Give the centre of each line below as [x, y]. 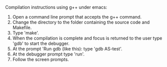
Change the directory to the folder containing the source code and [81, 22]
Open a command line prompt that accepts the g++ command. [77, 17]
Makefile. [22, 27]
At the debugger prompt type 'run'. [48, 54]
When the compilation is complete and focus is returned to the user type [87, 38]
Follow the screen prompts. [41, 59]
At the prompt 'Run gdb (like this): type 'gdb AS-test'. [67, 49]
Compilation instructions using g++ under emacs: [56, 7]
